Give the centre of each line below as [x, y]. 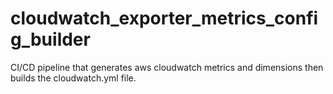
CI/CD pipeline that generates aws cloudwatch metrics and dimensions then [167, 67]
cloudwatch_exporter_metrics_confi [164, 18]
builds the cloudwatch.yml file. [73, 78]
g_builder [50, 39]
